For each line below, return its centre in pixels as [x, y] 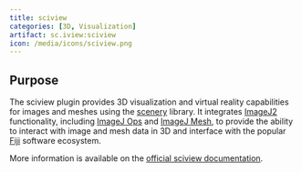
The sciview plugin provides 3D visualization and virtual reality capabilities [149, 102]
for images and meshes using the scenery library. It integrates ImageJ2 [144, 112]
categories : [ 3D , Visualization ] [73, 26]
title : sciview [38, 18]
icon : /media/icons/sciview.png [71, 43]
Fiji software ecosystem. [56, 141]
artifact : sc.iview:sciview [63, 35]
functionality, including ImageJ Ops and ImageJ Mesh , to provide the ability [151, 121]
